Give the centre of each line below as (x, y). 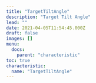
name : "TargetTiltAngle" (42, 71)
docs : (18, 50)
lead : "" (17, 22)
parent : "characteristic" (49, 55)
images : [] (19, 39)
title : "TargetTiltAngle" (38, 11)
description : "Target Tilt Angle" (49, 17)
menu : (13, 44)
